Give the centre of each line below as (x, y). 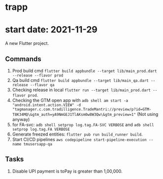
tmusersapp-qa (38, 144)
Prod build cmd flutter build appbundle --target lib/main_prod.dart (84, 71)
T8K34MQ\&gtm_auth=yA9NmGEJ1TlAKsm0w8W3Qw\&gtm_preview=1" (74, 114)
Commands (23, 59)
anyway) (21, 119)
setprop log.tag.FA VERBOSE (41, 129)
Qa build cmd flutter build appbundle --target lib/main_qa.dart (80, 80)
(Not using (148, 114)
